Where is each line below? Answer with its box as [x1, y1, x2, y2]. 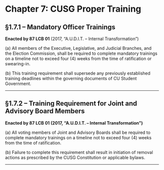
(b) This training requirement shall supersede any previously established [5, 70, 150, 76]
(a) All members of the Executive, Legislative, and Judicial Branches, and [5, 45, 152, 51]
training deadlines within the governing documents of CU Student [5, 76, 137, 81]
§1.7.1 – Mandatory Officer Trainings [5, 23, 116, 31]
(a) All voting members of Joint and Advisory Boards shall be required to [5, 129, 150, 135]
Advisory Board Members [5, 107, 85, 115]
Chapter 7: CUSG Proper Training [5, 3, 142, 15]
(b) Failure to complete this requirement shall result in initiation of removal [5, 149, 153, 155]
